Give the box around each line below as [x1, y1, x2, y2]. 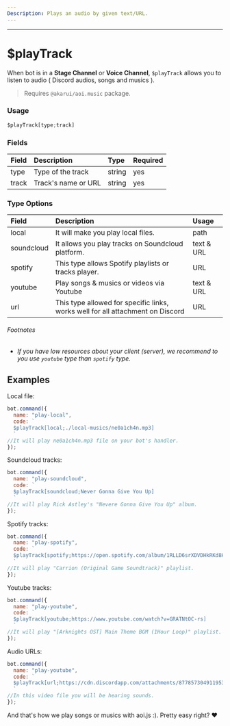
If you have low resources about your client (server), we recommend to [16, 347, 218, 355]
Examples [7, 374, 50, 385]
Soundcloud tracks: [7, 456, 62, 464]
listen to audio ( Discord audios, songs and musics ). [7, 76, 155, 84]
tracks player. [55, 268, 99, 277]
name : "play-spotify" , [13, 539, 78, 546]
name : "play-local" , [13, 412, 72, 419]
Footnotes [7, 326, 36, 334]
